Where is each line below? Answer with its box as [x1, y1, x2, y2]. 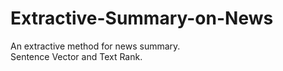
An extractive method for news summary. [10, 40, 181, 52]
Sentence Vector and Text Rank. [10, 50, 143, 62]
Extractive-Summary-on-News [10, 7, 274, 30]
